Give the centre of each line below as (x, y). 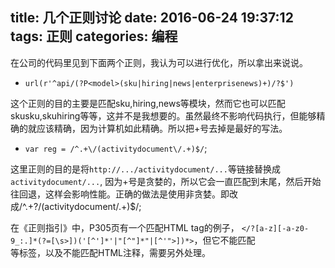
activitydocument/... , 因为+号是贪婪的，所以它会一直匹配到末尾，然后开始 (166, 181)
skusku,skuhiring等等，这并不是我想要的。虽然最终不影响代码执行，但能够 (163, 115)
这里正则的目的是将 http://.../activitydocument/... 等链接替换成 (145, 169)
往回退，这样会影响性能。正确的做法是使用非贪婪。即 (120, 194)
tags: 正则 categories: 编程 (94, 36)
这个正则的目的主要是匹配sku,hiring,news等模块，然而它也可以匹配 (148, 103)
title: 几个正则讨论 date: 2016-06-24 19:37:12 (152, 18)
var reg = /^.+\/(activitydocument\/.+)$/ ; (116, 148)
